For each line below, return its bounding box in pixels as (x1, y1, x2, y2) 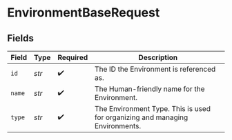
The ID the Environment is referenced (94, 64, 216, 74)
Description (138, 53, 178, 62)
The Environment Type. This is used (94, 104, 211, 113)
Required (57, 53, 88, 62)
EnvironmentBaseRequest (7, 5, 160, 21)
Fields (7, 32, 35, 44)
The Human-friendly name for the (94, 84, 205, 94)
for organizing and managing (94, 112, 188, 122)
